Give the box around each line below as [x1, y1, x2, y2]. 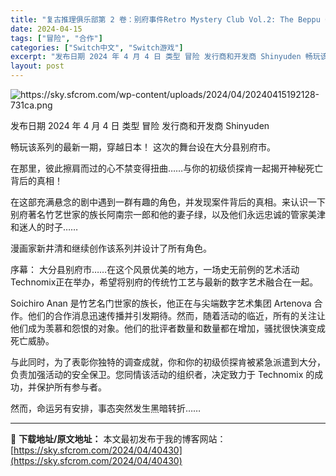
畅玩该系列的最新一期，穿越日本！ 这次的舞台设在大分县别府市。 [10, 141, 276, 153]
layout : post [10, 61, 65, 71]
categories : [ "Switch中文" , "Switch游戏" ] [10, 42, 184, 53]
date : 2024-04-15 [10, 24, 83, 34]
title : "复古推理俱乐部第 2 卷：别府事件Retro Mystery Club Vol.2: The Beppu [10, 14, 321, 25]
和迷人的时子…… [10, 221, 79, 233]
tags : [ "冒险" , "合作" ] [10, 33, 103, 43]
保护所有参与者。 [36, 381, 107, 393]
